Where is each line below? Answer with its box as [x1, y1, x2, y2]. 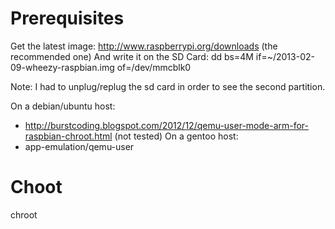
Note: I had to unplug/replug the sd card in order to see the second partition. [10, 80, 326, 92]
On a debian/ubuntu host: [10, 100, 116, 112]
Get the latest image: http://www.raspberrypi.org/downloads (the [10, 40, 278, 52]
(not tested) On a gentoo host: [114, 130, 239, 142]
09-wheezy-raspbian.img [10, 61, 115, 73]
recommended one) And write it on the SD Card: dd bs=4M [10, 50, 254, 62]
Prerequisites [10, 7, 125, 30]
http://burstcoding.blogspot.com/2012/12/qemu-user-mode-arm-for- [24, 119, 310, 131]
